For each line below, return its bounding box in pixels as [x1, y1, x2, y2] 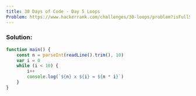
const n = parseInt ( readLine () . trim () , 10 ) [16, 52, 124, 58]
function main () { [6, 46, 51, 53]
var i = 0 [16, 57, 41, 63]
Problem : [6, 14, 27, 20]
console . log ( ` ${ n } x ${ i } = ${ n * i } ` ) [27, 74, 124, 80]
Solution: [6, 33, 33, 42]
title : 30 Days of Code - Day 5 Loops [6, 8, 100, 15]
